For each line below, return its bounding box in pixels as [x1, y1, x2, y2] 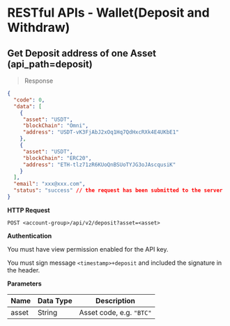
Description [95, 295, 136, 305]
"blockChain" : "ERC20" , [22, 154, 92, 161]
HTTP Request [7, 206, 50, 214]
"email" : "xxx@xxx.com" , [13, 181, 86, 188]
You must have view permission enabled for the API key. [7, 245, 169, 253]
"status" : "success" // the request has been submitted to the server [13, 187, 223, 194]
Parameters [7, 279, 42, 288]
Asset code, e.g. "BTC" [79, 307, 152, 317]
